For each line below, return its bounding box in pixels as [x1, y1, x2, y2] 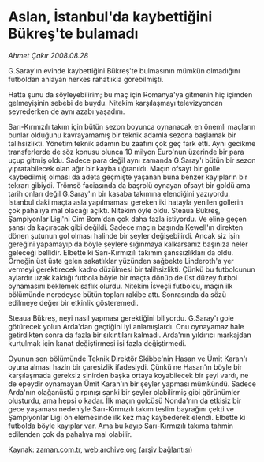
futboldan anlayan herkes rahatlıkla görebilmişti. [8, 74, 164, 84]
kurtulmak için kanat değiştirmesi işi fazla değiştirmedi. [8, 338, 187, 347]
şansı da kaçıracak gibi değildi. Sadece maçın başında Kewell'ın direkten [8, 222, 244, 232]
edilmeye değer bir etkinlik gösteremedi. [8, 298, 139, 307]
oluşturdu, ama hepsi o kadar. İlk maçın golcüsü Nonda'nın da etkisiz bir [8, 396, 242, 405]
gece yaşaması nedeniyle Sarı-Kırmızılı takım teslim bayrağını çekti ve [8, 404, 235, 414]
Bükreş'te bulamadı [8, 24, 139, 43]
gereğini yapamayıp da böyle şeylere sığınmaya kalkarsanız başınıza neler [8, 239, 248, 249]
